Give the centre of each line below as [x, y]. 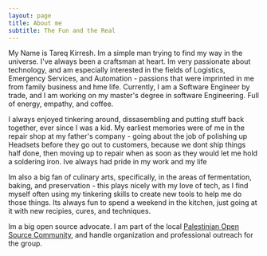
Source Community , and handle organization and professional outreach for [131, 235]
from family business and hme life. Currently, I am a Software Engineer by [129, 87]
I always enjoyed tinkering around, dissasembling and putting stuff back [126, 120]
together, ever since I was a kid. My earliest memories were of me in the [127, 128]
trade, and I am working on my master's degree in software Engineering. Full [133, 96]
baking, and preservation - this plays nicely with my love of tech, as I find [128, 186]
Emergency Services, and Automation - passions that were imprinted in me [132, 79]
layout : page [30, 16]
